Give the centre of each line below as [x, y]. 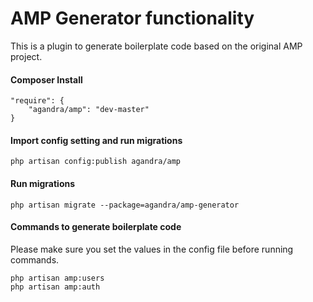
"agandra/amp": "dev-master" [89, 110]
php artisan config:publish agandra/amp [96, 162]
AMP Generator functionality [132, 18]
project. [26, 56]
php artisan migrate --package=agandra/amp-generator [125, 205]
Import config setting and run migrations [96, 140]
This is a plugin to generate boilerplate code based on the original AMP [156, 46]
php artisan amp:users [57, 278]
